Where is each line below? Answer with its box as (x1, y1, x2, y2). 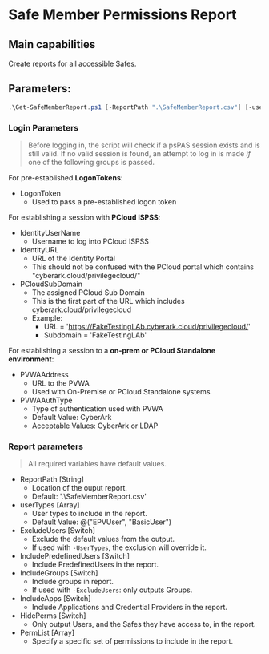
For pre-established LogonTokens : (8, 172, 123, 182)
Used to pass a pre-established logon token (31, 196, 177, 206)
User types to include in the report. (31, 509, 148, 519)
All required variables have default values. (27, 459, 167, 469)
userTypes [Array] (19, 500, 80, 510)
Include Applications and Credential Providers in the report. (31, 603, 228, 612)
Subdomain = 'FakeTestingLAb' (43, 330, 147, 340)
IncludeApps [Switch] (19, 594, 91, 604)
